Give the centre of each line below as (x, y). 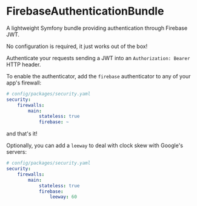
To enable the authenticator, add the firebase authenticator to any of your (98, 76)
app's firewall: (24, 83)
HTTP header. (24, 64)
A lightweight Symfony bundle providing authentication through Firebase (97, 28)
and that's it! (22, 134)
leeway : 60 (63, 197)
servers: (17, 152)
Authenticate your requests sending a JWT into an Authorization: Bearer (98, 58)
